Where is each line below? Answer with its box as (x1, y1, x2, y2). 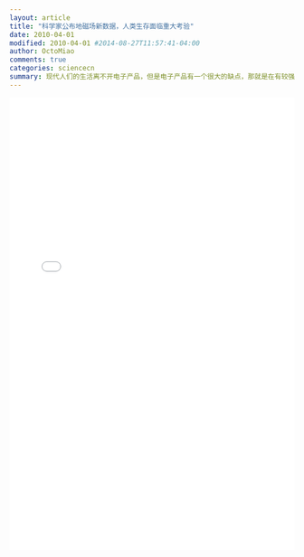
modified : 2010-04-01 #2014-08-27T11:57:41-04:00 (9, 38, 201, 48)
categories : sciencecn (9, 64, 95, 73)
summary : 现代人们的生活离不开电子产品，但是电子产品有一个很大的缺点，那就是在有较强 (9, 72, 296, 81)
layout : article (9, 13, 71, 23)
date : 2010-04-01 (9, 30, 75, 39)
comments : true (9, 55, 67, 64)
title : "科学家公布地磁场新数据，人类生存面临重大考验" (9, 22, 195, 31)
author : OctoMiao (9, 47, 75, 56)
